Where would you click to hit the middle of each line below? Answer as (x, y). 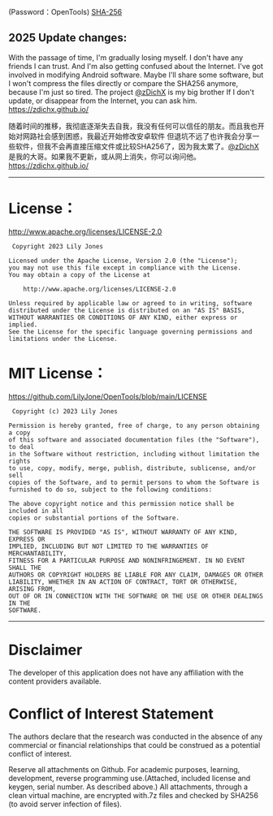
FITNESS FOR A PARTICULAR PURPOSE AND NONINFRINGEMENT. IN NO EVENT (127, 560)
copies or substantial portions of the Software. (94, 518)
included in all (36, 511)
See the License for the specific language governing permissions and (130, 331)
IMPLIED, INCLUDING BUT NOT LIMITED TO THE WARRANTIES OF (108, 546)
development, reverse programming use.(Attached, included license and (130, 778)
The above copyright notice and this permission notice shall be (121, 503)
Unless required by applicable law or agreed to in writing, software (130, 303)
